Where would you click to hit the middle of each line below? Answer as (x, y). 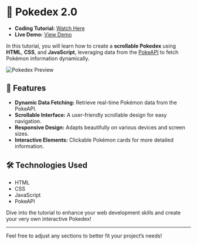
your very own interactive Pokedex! (49, 219)
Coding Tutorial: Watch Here (50, 28)
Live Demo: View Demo (43, 34)
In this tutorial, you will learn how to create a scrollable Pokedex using (91, 46)
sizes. (22, 133)
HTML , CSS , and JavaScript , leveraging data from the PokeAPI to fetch (92, 52)
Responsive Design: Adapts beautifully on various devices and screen (100, 127)
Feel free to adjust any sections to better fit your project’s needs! (84, 236)
